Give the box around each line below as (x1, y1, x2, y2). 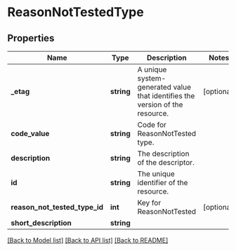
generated (137, 82, 172, 92)
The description (137, 149, 190, 158)
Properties (7, 32, 55, 44)
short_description (11, 218, 72, 228)
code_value (11, 129, 50, 138)
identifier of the (137, 178, 188, 187)
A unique (137, 65, 167, 74)
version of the (137, 100, 183, 109)
